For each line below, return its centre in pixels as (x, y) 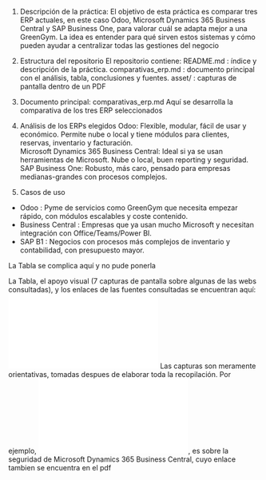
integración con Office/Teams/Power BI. (85, 233)
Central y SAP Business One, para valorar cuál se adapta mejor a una (133, 28)
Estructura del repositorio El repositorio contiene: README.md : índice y (138, 61)
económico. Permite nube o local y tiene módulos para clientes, (125, 134)
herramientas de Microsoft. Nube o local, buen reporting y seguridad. (134, 160)
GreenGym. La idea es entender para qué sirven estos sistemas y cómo (137, 37)
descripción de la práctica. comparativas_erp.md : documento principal (137, 69)
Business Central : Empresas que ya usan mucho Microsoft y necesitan (137, 224)
